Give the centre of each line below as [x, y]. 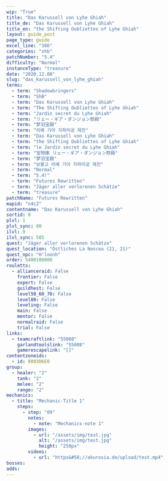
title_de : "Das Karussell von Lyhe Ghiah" [60, 23]
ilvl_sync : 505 [25, 237]
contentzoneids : [27, 356]
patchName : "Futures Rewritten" [47, 198]
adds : [13, 469]
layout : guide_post [31, 35]
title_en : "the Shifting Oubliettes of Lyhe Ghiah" [73, 29]
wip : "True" [21, 12]
